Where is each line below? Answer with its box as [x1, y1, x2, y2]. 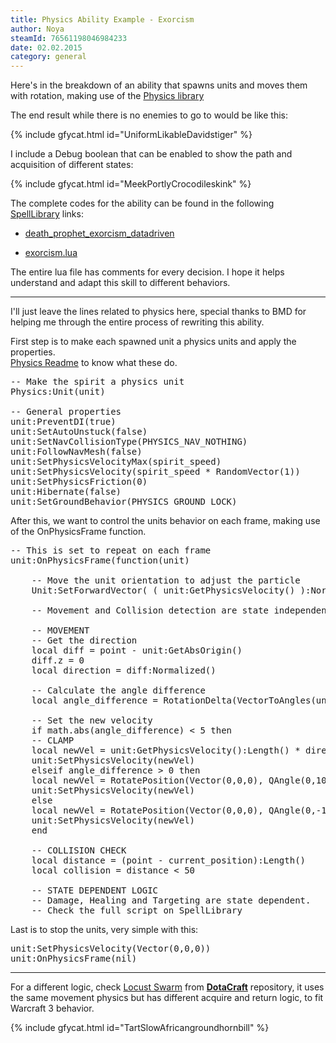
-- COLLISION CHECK [31, 845, 127, 856]
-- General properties [10, 406, 122, 418]
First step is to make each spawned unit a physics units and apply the [10, 336, 297, 348]
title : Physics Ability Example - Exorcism [10, 14, 195, 25]
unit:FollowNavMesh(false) [10, 446, 143, 458]
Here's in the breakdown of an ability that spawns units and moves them [10, 79, 308, 91]
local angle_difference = [31, 695, 159, 706]
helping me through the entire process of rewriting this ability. [10, 316, 265, 328]
